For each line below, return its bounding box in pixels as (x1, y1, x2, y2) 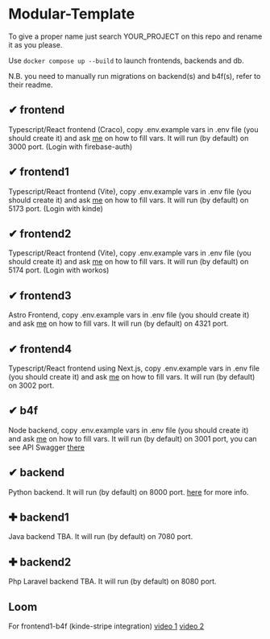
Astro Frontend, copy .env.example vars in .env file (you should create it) (8, 310, 250, 320)
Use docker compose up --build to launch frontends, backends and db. (8, 56, 244, 65)
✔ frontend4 (8, 342, 73, 355)
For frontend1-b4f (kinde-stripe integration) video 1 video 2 (8, 621, 205, 631)
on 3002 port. (8, 380, 55, 390)
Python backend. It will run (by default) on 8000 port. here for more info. (8, 487, 249, 496)
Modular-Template (8, 5, 135, 23)
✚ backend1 (8, 511, 70, 525)
